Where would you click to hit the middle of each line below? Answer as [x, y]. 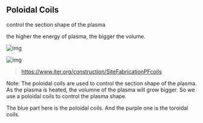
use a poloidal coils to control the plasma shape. [67, 96]
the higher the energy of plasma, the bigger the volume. [76, 36]
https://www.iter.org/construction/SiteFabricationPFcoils [92, 71]
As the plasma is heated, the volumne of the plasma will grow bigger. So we [101, 90]
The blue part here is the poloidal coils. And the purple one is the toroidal [97, 108]
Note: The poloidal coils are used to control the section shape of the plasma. [101, 83]
